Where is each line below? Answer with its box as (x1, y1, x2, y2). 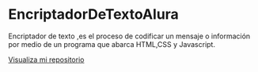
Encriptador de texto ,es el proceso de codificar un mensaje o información (8, 31, 251, 41)
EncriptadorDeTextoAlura (8, 5, 180, 23)
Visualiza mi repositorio (8, 55, 85, 64)
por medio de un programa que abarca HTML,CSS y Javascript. (8, 39, 216, 49)
